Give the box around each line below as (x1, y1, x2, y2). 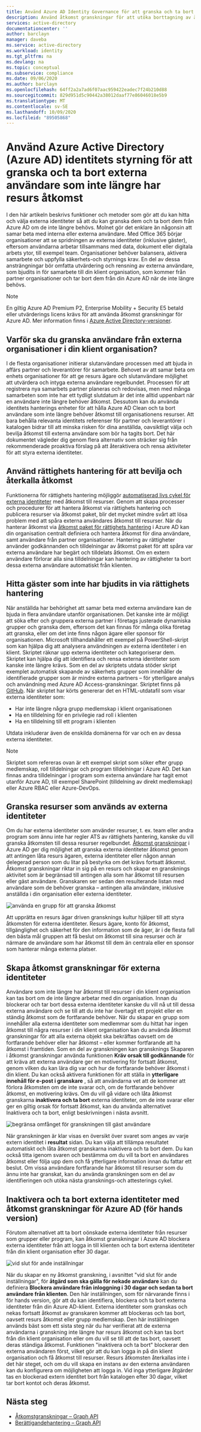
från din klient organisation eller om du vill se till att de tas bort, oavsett (6, 1335, 181, 1342)
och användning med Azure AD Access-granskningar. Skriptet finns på (6, 681, 181, 688)
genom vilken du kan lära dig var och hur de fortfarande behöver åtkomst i (6, 1065, 190, 1072)
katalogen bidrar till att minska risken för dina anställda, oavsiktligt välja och (6, 424, 193, 430)
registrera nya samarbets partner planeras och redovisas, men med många (6, 385, 191, 392)
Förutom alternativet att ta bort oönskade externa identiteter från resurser (6, 1229, 187, 1236)
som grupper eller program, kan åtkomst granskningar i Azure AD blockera (6, 1235, 190, 1243)
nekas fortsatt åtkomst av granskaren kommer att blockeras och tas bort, (6, 1310, 186, 1317)
